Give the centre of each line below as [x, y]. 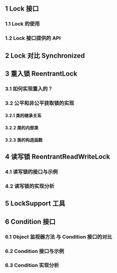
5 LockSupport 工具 [35, 203]
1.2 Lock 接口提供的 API [33, 38]
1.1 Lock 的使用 [22, 24]
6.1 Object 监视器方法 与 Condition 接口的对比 [58, 237]
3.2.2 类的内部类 [22, 128]
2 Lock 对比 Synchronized [45, 55]
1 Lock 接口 [22, 9]
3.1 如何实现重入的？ [29, 88]
